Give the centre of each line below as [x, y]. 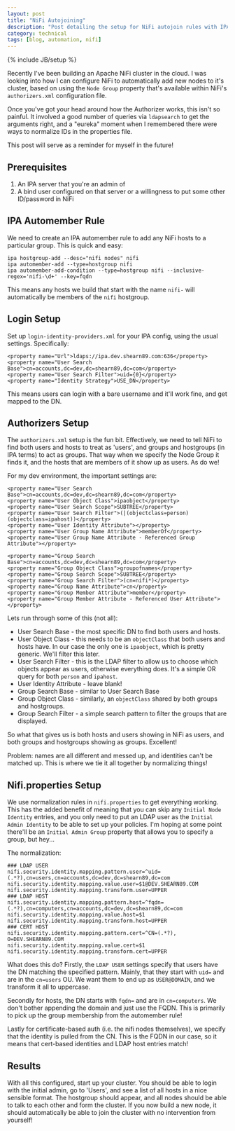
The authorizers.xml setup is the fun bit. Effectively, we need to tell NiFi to [115, 440]
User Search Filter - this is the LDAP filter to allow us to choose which [117, 662]
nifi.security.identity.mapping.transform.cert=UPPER [87, 952]
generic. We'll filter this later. [58, 654]
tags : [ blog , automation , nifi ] [54, 40]
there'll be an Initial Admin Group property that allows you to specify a [110, 832]
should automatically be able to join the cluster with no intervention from [112, 1112]
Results [24, 1066]
